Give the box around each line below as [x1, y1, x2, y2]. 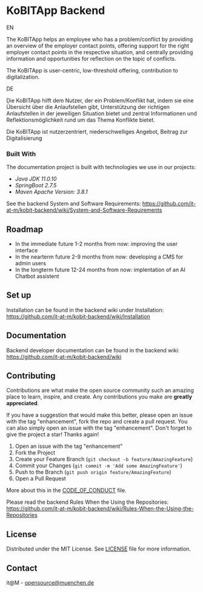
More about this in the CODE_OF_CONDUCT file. [6, 487, 127, 494]
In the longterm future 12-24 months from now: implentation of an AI [15, 266, 186, 274]
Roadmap [6, 224, 44, 234]
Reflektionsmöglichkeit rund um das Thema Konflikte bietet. [6, 116, 156, 124]
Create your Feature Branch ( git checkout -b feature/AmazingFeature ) [15, 456, 193, 463]
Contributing [6, 371, 56, 381]
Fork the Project [15, 449, 56, 456]
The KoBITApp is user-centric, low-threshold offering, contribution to [6, 66, 178, 74]
